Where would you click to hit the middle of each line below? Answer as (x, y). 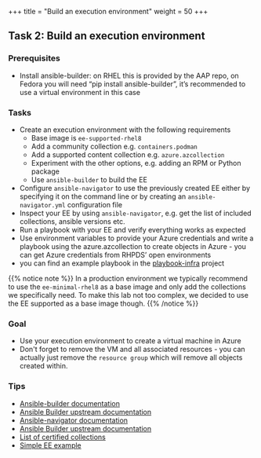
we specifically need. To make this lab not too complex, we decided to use (129, 295)
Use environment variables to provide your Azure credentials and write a (136, 238)
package (45, 171)
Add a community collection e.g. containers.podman (114, 146)
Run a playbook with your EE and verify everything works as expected (132, 229)
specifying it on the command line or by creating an (103, 196)
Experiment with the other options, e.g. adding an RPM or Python (136, 163)
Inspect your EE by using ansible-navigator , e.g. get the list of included (136, 213)
